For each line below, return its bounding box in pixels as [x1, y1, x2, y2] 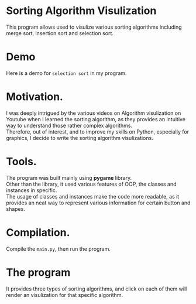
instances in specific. [6, 186, 57, 194]
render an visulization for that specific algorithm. [6, 291, 123, 298]
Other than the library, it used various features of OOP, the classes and [6, 180, 177, 187]
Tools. [6, 155, 37, 168]
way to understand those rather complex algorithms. [6, 122, 133, 129]
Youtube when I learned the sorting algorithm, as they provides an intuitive [6, 115, 186, 122]
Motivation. [6, 90, 63, 104]
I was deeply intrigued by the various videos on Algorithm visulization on [6, 110, 181, 117]
